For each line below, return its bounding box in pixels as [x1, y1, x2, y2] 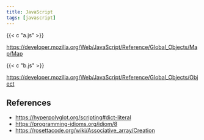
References [6, 97, 51, 108]
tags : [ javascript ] [6, 15, 56, 21]
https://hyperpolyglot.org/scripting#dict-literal [15, 114, 131, 121]
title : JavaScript [6, 9, 53, 15]
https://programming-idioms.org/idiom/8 [15, 120, 118, 128]
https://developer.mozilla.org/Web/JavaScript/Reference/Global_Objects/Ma [6, 43, 198, 51]
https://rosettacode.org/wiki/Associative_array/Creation [15, 127, 155, 134]
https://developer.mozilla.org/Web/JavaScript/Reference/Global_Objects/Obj [6, 73, 199, 81]
